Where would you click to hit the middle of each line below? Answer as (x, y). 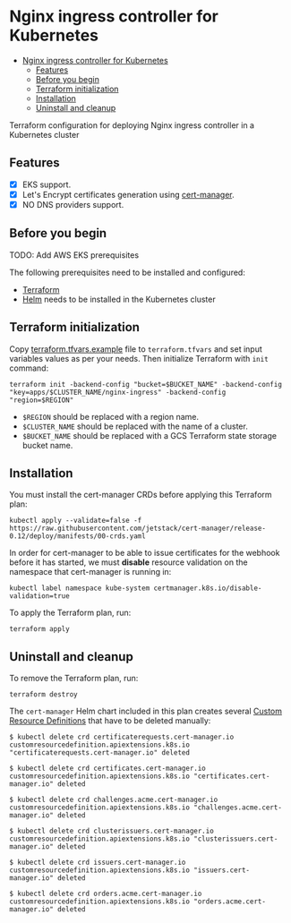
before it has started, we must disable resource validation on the (128, 562)
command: (29, 368)
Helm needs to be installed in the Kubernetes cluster (119, 299)
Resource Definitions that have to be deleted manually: (110, 721)
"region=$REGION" (42, 400)
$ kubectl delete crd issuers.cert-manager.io (98, 863)
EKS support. (47, 184)
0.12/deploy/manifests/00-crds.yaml (77, 536)
